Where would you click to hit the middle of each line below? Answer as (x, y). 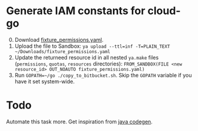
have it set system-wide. (45, 81)
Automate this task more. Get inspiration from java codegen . (79, 122)
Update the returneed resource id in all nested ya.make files (87, 57)
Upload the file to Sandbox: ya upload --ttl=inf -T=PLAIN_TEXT (92, 46)
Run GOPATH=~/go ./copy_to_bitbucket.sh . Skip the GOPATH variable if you (103, 75)
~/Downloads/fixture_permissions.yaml (62, 51)
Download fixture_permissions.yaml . (59, 40)
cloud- (164, 11)
